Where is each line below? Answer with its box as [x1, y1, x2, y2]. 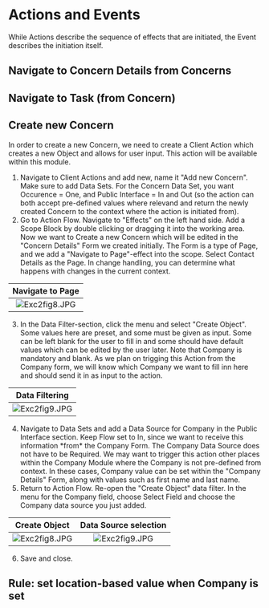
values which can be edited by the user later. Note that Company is [19, 345, 243, 355]
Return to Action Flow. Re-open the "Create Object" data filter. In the [19, 483, 247, 492]
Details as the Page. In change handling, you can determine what [19, 257, 235, 267]
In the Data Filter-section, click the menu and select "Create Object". [19, 319, 247, 329]
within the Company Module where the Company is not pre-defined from [19, 457, 262, 467]
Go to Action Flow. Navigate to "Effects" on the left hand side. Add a [19, 215, 246, 225]
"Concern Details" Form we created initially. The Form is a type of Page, [19, 241, 259, 250]
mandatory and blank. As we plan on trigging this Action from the [19, 353, 236, 363]
